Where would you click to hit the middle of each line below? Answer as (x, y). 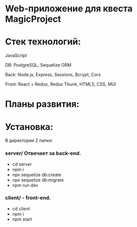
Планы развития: (42, 104)
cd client (21, 209)
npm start (22, 219)
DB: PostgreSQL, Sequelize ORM (38, 65)
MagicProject (33, 19)
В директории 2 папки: (29, 140)
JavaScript (16, 55)
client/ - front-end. (28, 198)
